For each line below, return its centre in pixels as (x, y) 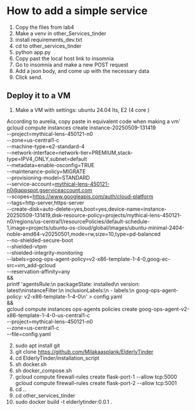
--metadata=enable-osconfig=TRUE (51, 165)
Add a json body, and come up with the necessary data (82, 71)
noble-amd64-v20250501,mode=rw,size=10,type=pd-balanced (84, 234)
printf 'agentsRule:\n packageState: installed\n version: (73, 284)
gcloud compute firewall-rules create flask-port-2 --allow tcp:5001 (96, 383)
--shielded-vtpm (27, 246)
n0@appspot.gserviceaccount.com (49, 190)
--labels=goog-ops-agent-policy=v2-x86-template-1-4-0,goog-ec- (89, 259)
